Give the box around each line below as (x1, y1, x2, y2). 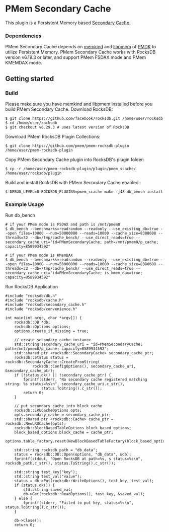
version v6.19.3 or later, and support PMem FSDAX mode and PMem (5, 54, 146, 60)
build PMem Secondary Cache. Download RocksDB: (5, 106, 113, 112)
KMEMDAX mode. (5, 60, 43, 66)
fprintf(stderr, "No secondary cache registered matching (23, 377, 147, 383)
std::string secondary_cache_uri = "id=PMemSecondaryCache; (14, 342, 143, 347)
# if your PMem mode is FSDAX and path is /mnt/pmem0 (5, 222, 121, 227)
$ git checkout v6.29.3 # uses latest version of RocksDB (5, 124, 129, 130)
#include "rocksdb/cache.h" (5, 298, 64, 303)
